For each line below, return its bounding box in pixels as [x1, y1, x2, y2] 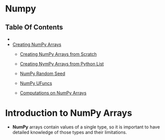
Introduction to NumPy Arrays [5, 107, 132, 119]
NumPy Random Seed [19, 70, 65, 76]
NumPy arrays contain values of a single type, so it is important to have [12, 123, 160, 130]
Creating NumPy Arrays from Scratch [19, 51, 97, 57]
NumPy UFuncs [19, 80, 52, 86]
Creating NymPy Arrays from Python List [19, 61, 104, 66]
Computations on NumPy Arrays [19, 90, 86, 95]
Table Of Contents [5, 23, 63, 31]
